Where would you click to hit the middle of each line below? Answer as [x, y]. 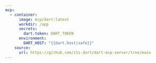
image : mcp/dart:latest [44, 19]
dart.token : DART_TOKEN [49, 34]
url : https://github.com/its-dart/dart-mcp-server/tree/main [85, 52]
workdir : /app [34, 24]
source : [22, 48]
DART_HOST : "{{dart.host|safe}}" [59, 43]
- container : [24, 15]
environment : [33, 39]
